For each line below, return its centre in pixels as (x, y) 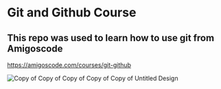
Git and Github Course (72, 13)
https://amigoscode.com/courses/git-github (69, 65)
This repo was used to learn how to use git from (111, 38)
